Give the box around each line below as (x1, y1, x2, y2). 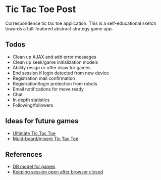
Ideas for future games (5, 117, 79, 125)
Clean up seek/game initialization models (12, 59, 98, 65)
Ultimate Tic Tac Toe (12, 130, 56, 136)
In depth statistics (12, 97, 50, 103)
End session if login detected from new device (12, 70, 110, 76)
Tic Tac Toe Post (5, 4, 76, 15)
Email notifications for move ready (12, 86, 84, 92)
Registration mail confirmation (12, 75, 75, 81)
